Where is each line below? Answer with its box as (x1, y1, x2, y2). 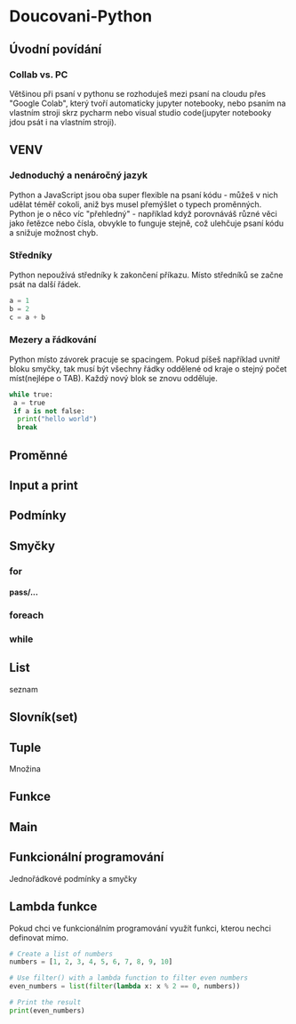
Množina (9, 764, 42, 774)
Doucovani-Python (9, 6, 153, 27)
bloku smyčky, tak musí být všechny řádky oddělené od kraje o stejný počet (9, 363, 287, 374)
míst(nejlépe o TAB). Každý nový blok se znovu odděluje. (9, 372, 218, 383)
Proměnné (9, 447, 68, 463)
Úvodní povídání (9, 42, 102, 57)
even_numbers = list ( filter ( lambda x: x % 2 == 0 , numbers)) (9, 982, 241, 991)
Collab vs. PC (9, 68, 68, 81)
